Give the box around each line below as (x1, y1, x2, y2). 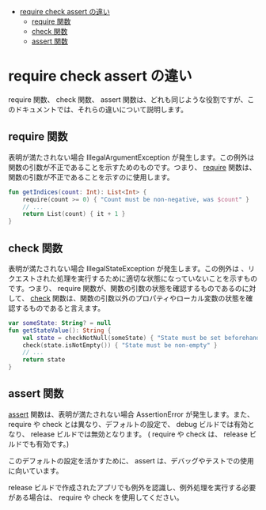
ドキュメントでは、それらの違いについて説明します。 (14, 104, 188, 114)
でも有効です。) (21, 439, 70, 448)
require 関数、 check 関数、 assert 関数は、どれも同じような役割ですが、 (8, 94, 248, 104)
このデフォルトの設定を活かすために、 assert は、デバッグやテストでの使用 (8, 455, 255, 465)
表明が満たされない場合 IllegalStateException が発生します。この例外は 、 (8, 263, 249, 273)
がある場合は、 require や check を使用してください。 (8, 493, 184, 502)
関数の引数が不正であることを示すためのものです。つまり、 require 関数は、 (8, 162, 256, 172)
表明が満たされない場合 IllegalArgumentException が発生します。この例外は (8, 153, 255, 162)
